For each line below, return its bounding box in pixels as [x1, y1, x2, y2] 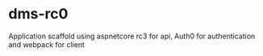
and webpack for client [8, 39, 85, 49]
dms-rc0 [8, 5, 69, 23]
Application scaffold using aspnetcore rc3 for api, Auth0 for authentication [8, 31, 256, 41]
